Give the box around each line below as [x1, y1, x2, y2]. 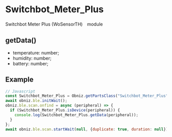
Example [5, 75, 34, 84]
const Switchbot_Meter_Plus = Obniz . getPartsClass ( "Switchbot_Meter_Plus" [5, 93, 168, 99]
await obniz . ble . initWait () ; [5, 98, 68, 103]
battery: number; [12, 60, 49, 67]
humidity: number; [12, 55, 52, 61]
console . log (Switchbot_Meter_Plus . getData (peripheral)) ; [14, 112, 139, 118]
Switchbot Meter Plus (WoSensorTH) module [5, 21, 103, 27]
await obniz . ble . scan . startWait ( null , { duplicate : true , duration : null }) [5, 126, 168, 132]
